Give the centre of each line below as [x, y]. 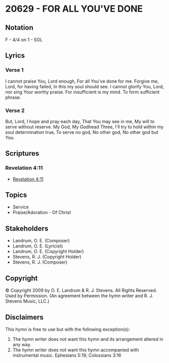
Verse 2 [15, 111]
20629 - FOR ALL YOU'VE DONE [74, 9]
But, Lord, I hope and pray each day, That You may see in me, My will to [80, 121]
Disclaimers [25, 317]
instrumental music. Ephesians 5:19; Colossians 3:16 [67, 355]
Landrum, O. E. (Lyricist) [38, 246]
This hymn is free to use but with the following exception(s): [68, 329]
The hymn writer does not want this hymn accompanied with [76, 350]
